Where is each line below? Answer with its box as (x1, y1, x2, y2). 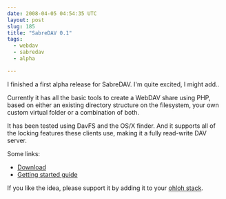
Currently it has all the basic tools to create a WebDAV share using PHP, (7, 93, 211, 102)
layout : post (7, 17, 45, 23)
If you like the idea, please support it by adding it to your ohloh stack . (7, 184, 203, 192)
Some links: (7, 149, 40, 158)
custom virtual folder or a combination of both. (7, 108, 140, 116)
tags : (7, 36, 23, 43)
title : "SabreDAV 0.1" (7, 29, 72, 37)
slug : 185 (7, 23, 36, 30)
